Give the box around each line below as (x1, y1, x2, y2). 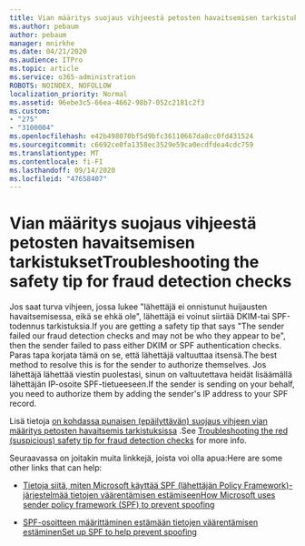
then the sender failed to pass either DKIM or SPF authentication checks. (9, 340, 282, 351)
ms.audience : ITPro (9, 56, 84, 65)
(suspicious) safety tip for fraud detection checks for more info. (9, 435, 247, 446)
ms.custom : (9, 106, 51, 116)
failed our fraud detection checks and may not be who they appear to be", (9, 330, 286, 341)
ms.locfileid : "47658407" (9, 174, 107, 183)
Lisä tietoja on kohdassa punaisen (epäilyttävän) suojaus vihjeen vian (9, 416, 268, 427)
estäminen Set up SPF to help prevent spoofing (22, 527, 198, 538)
